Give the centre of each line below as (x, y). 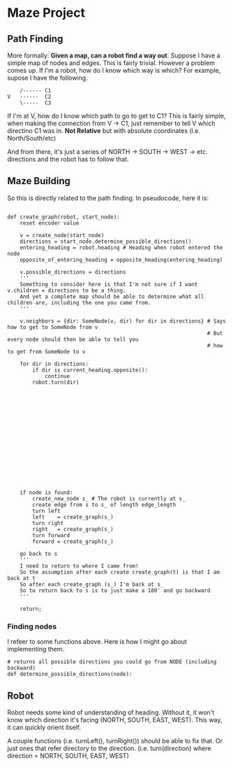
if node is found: (46, 492)
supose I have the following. (48, 78)
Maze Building (39, 181)
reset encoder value (50, 223)
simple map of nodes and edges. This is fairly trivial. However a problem (111, 63)
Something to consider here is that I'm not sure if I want (109, 284)
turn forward (51, 535)
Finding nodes (32, 626)
